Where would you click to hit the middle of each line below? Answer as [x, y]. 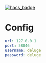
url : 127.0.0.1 [21, 41]
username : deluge [23, 50]
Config [19, 28]
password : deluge [23, 55]
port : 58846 [17, 46]
